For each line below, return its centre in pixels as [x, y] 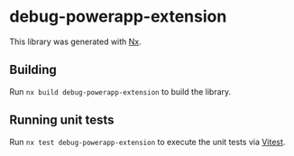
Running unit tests [62, 120]
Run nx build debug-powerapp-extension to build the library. [120, 91]
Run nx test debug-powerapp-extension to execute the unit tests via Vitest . [147, 142]
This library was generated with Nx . [75, 41]
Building [33, 70]
